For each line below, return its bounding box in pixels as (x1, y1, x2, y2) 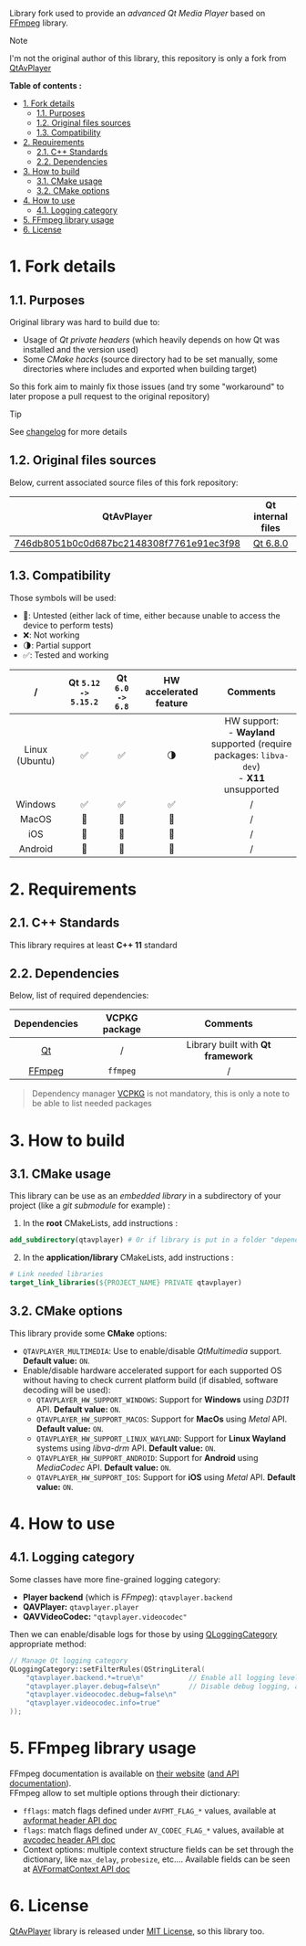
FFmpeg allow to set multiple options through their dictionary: (9, 1787, 240, 1798)
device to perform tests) (22, 619, 114, 630)
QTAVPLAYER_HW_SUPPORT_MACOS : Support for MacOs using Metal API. (36, 1413, 288, 1424)
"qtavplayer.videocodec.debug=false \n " (25, 1690, 178, 1699)
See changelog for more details (9, 427, 127, 437)
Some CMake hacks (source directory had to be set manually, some (22, 354, 278, 365)
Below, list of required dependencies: (9, 990, 149, 1001)
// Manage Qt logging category (9, 1655, 128, 1666)
